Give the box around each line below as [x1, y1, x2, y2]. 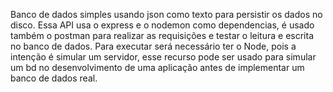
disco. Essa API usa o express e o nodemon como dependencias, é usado [10, 19, 315, 31]
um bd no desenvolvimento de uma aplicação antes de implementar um [10, 62, 305, 73]
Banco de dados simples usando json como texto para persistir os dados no [10, 9, 323, 20]
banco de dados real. [10, 72, 98, 84]
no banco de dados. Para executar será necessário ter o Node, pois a [10, 40, 297, 52]
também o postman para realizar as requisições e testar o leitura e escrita [10, 30, 314, 41]
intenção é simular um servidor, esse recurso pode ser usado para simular [10, 51, 317, 63]
